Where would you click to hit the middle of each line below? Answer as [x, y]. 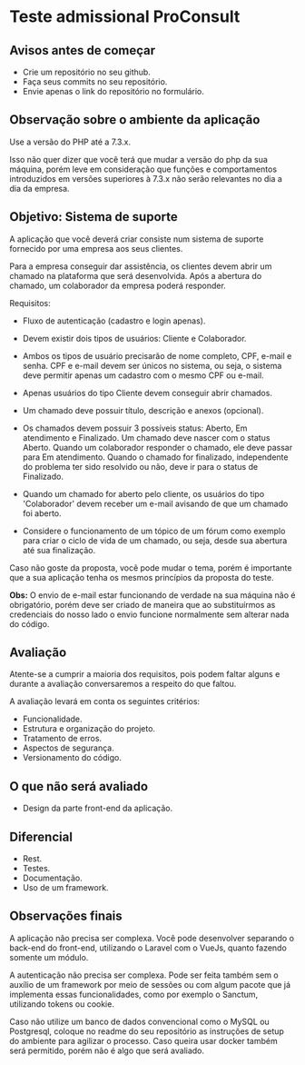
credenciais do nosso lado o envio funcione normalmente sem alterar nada [149, 614]
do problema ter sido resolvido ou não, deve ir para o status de [140, 466]
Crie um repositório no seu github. [87, 72]
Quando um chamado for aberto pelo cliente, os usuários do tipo [143, 493]
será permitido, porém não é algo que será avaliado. [107, 1050]
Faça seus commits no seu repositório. [95, 82]
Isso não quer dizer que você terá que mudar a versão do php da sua [138, 159]
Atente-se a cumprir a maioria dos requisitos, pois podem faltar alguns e [145, 674]
